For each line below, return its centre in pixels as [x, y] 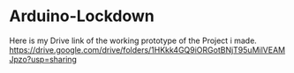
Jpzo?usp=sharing [43, 59]
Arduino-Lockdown [82, 16]
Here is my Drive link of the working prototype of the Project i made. [133, 40]
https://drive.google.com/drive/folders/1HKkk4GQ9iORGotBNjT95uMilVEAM [147, 49]
